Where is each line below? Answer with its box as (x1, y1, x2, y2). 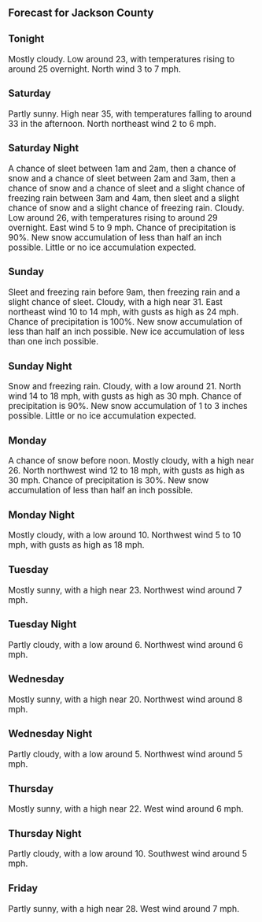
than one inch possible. (8, 336, 99, 348)
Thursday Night (8, 827, 82, 840)
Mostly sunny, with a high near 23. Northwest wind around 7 (8, 585, 242, 596)
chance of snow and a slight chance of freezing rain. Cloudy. (8, 203, 245, 214)
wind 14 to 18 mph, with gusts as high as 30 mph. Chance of (8, 391, 242, 402)
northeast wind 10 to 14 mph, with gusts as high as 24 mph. (8, 307, 239, 318)
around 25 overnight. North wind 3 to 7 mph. (8, 63, 181, 74)
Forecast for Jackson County (8, 6, 154, 20)
